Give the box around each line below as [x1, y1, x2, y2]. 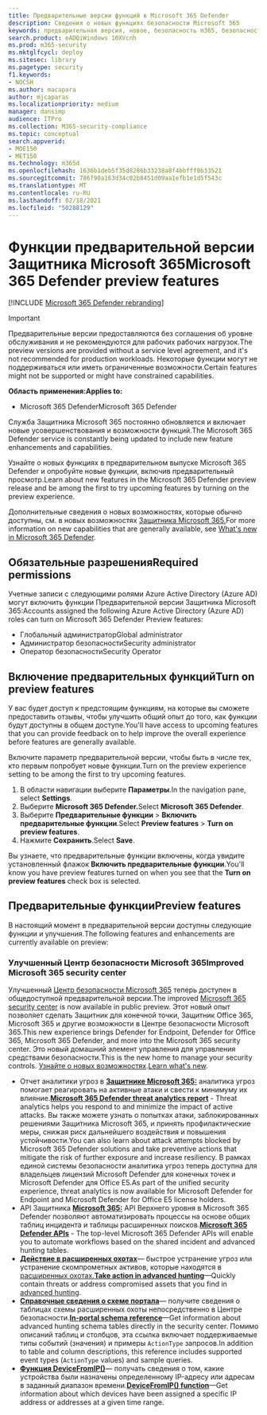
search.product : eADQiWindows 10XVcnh [8, 33, 137, 42]
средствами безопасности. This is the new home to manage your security [8, 1053, 253, 1062]
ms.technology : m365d [8, 160, 80, 168]
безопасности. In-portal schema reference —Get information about [19, 1313, 241, 1323]
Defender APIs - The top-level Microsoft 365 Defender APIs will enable [19, 1229, 254, 1239]
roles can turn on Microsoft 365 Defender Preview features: [8, 614, 203, 624]
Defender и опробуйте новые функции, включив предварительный [8, 467, 234, 476]
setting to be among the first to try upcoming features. [8, 769, 187, 779]
